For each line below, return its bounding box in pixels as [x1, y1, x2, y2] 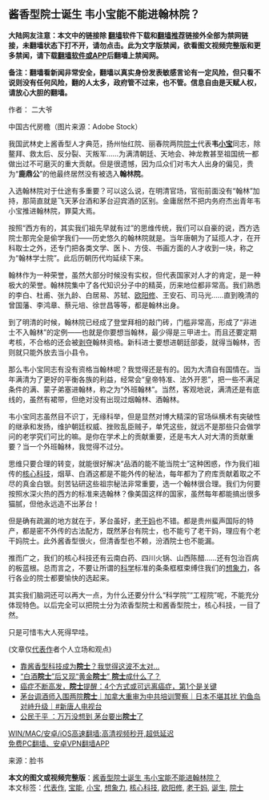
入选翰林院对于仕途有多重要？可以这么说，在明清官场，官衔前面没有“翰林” [8, 185, 254, 195]
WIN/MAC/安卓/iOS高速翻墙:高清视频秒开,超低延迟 [8, 729, 175, 738]
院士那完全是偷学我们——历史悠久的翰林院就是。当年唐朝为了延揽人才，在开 [8, 233, 261, 242]
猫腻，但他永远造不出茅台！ [8, 498, 100, 508]
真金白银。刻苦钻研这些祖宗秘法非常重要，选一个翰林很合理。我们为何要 [22, 478, 261, 488]
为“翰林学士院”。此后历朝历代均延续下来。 [8, 253, 148, 262]
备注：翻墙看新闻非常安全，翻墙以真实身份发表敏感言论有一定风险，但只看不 [8, 67, 261, 77]
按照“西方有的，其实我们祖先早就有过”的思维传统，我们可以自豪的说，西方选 [8, 223, 260, 233]
